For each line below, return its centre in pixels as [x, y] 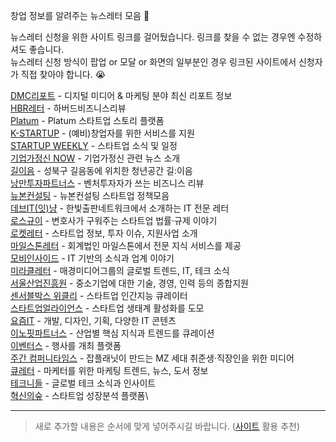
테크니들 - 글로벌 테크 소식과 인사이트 [83, 383]
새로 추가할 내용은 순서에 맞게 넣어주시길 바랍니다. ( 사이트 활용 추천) [167, 426]
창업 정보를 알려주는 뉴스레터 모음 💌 [80, 15]
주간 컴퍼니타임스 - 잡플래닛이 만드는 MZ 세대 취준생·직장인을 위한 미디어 [152, 358]
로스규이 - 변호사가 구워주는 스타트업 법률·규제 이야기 [114, 220]
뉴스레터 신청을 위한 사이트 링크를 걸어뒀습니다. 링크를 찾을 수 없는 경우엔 [153, 37]
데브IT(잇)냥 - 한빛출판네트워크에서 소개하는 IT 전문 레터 [120, 208]
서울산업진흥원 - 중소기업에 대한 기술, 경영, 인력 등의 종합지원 [129, 283]
